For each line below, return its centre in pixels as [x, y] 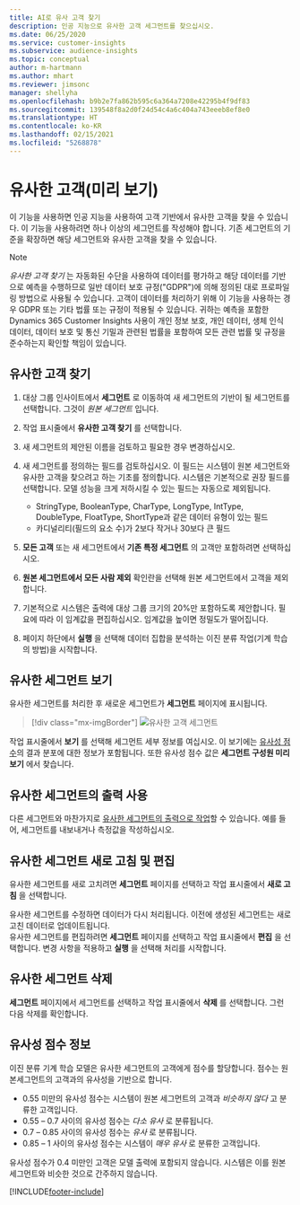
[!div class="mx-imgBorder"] [85, 723]
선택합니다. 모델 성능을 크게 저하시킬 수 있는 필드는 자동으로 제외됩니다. [146, 488]
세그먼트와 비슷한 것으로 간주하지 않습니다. [84, 1174]
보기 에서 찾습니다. [42, 764]
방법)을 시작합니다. [64, 649]
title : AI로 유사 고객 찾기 [55, 18]
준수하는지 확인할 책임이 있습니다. [68, 343]
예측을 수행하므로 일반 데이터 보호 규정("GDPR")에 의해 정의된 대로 [142, 286]
